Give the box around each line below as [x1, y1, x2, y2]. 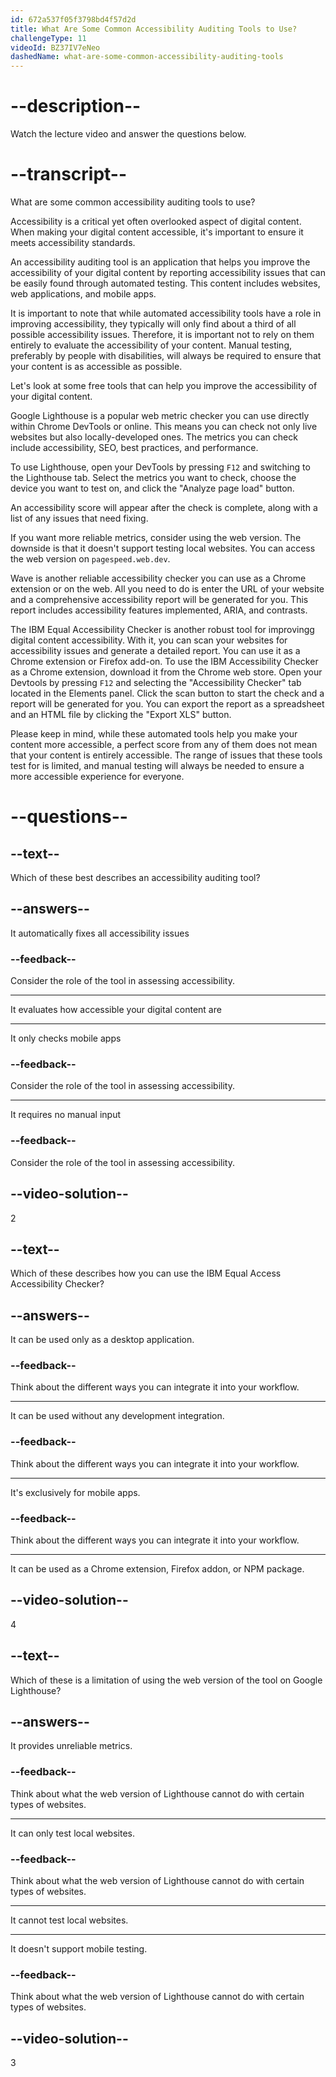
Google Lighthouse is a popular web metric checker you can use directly [10, 410, 310, 421]
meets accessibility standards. [10, 237, 136, 248]
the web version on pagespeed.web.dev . [10, 553, 171, 565]
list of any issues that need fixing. [10, 512, 149, 524]
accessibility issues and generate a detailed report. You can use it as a [10, 645, 301, 656]
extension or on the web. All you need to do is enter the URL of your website [10, 583, 325, 595]
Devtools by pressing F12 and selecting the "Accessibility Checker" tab [10, 677, 302, 688]
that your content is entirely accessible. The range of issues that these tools [10, 749, 323, 761]
